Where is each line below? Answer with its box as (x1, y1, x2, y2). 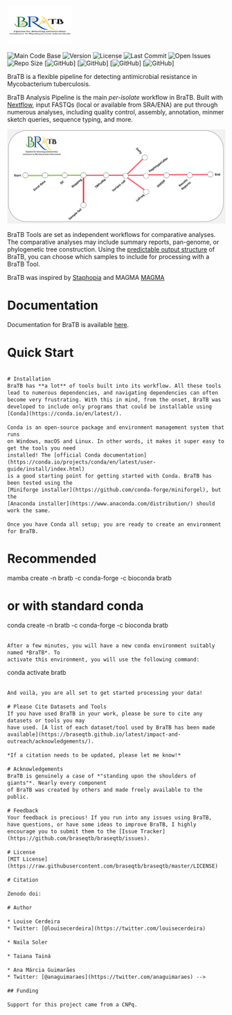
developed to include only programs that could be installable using (7, 403, 213, 410)
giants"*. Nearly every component (7, 779, 107, 786)
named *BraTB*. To (7, 649, 60, 656)
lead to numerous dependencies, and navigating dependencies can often (7, 389, 218, 396)
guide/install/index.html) (7, 466, 85, 473)
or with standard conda (7, 598, 144, 614)
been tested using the (7, 479, 73, 486)
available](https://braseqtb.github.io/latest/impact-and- (7, 731, 181, 738)
